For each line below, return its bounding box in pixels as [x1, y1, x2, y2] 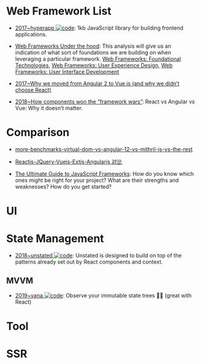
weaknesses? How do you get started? [14, 183, 112, 190]
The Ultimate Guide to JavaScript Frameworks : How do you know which [14, 170, 194, 177]
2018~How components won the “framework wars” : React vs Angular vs [14, 98, 195, 105]
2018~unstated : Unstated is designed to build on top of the [14, 252, 182, 259]
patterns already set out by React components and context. [14, 258, 163, 265]
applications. [14, 30, 47, 37]
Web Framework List [6, 4, 112, 18]
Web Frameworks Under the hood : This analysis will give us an [14, 42, 171, 50]
